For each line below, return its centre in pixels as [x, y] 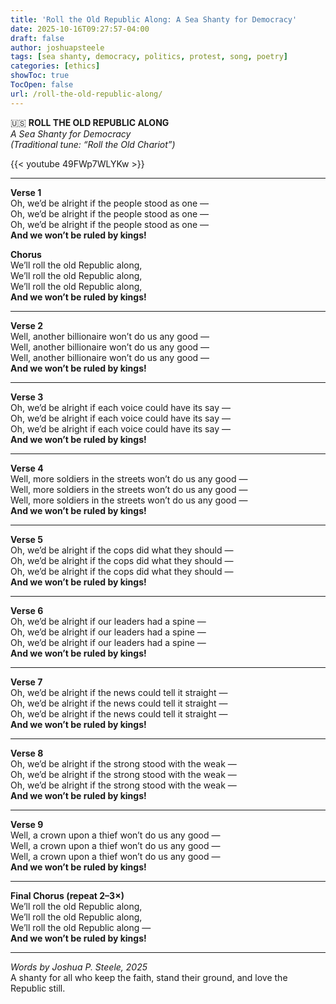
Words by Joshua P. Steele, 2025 [79, 967]
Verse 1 [26, 192]
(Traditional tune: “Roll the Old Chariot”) [93, 144]
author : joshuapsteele [57, 47]
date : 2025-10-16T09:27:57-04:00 [80, 29]
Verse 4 [27, 468]
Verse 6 [27, 610]
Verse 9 [27, 824]
